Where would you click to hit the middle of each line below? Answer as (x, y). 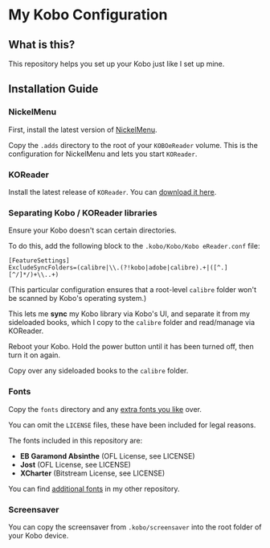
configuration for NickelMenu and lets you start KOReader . (103, 154)
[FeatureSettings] (39, 261)
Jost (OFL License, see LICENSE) (75, 464)
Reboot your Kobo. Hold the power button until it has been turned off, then (131, 347)
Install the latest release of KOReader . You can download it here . (112, 192)
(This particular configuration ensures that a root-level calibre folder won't (133, 290)
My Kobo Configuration (88, 15)
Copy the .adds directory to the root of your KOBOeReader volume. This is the (133, 145)
